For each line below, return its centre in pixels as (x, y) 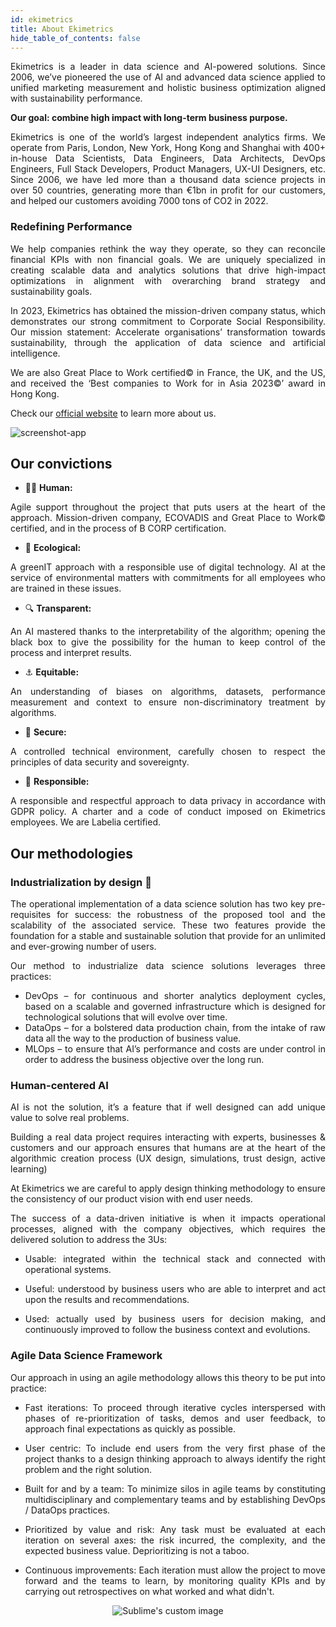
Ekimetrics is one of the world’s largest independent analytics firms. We (168, 137)
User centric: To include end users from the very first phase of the (175, 1448)
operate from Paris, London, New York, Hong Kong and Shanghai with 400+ (168, 148)
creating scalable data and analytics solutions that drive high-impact (168, 270)
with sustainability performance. (76, 98)
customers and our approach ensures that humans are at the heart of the (168, 1148)
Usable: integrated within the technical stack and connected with (175, 1259)
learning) (29, 1169)
